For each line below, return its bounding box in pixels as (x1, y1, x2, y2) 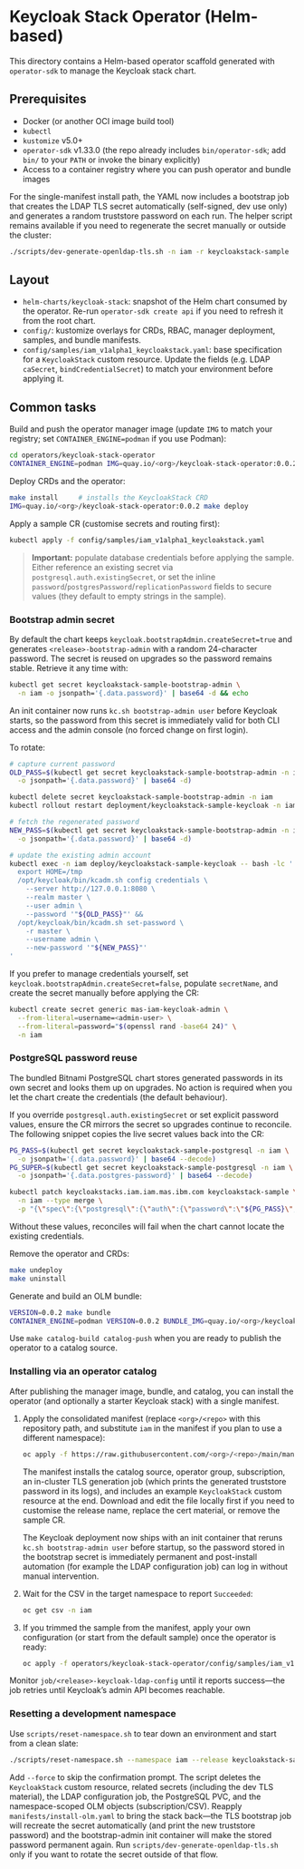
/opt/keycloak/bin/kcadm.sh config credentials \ (17, 876, 208, 885)
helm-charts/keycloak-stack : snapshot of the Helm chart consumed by (22, 297, 288, 307)
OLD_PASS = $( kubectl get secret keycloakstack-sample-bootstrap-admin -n (9, 768, 290, 777)
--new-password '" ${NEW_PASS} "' (25, 943, 147, 953)
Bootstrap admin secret (9, 613, 115, 626)
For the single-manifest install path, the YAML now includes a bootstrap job (9, 190, 290, 201)
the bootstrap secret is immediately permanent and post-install (22, 1551, 258, 1562)
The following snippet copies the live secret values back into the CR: (9, 1128, 265, 1139)
